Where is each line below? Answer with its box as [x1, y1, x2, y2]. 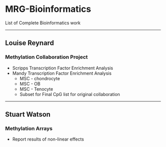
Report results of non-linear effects [12, 136, 84, 142]
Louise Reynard [5, 39, 54, 48]
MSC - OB [19, 81, 41, 87]
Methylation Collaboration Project [5, 53, 88, 60]
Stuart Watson [5, 110, 51, 119]
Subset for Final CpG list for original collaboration [19, 91, 120, 97]
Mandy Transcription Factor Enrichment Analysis [12, 70, 112, 76]
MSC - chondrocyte [19, 75, 60, 81]
